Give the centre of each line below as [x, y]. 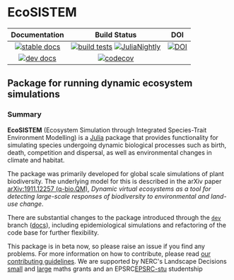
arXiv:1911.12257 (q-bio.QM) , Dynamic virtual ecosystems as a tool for [109, 189]
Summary [25, 115]
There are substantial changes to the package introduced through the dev [114, 217]
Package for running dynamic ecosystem [100, 83]
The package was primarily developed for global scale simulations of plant [116, 173]
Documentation [38, 35]
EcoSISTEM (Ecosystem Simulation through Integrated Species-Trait [107, 130]
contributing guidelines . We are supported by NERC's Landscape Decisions [117, 261]
